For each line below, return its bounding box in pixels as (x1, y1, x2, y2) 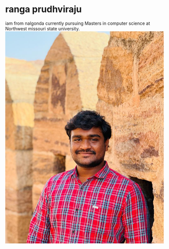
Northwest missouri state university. (5, 25, 80, 31)
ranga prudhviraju (5, 4, 82, 15)
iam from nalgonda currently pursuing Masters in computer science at (5, 20, 150, 26)
